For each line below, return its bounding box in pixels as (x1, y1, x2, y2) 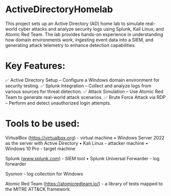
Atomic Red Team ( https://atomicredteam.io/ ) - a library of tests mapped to (5, 180, 163, 187)
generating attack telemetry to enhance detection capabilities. (5, 42, 136, 48)
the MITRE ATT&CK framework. (5, 186, 71, 192)
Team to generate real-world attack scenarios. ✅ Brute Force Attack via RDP (5, 94, 166, 100)
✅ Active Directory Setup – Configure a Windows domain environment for (5, 77, 160, 83)
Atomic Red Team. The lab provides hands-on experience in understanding (5, 31, 163, 37)
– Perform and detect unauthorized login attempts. (5, 100, 111, 106)
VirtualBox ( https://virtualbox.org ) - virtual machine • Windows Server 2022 (5, 134, 165, 141)
